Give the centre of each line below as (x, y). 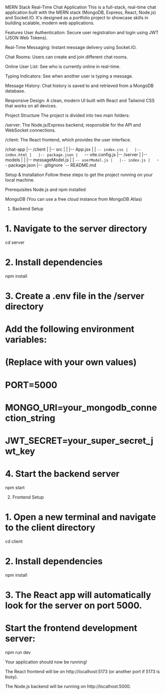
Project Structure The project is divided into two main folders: (67, 115)
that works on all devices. (31, 106)
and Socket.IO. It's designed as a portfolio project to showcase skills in (77, 18)
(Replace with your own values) (71, 362)
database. (15, 91)
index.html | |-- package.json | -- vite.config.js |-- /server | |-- (76, 155)
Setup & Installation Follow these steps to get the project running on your (79, 175)
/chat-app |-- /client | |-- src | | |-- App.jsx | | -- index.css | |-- (73, 149)
